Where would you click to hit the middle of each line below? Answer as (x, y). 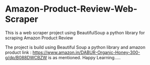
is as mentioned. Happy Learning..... (85, 57)
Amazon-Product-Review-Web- (71, 9)
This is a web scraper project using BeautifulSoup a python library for (75, 32)
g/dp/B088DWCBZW (26, 57)
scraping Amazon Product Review (39, 38)
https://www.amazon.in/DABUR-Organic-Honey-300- (86, 52)
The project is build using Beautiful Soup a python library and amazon (75, 47)
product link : (18, 52)
